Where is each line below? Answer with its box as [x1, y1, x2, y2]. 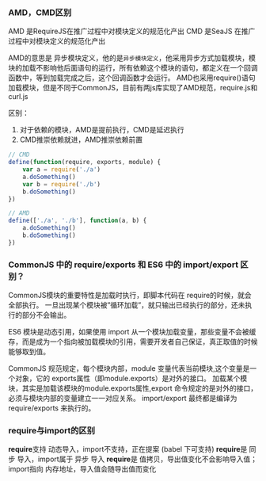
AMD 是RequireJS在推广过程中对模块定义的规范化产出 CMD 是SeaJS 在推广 [8, 26, 256, 36]
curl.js [8, 92, 28, 101]
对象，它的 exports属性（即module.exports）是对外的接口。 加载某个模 [14, 374, 248, 384]
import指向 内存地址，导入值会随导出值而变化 [8, 464, 157, 474]
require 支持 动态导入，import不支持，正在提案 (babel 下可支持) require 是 [8, 445, 248, 454]
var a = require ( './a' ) [22, 166, 101, 174]
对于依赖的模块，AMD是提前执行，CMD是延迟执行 [19, 125, 184, 135]
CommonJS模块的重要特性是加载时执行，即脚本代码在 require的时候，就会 [8, 291, 252, 300]
